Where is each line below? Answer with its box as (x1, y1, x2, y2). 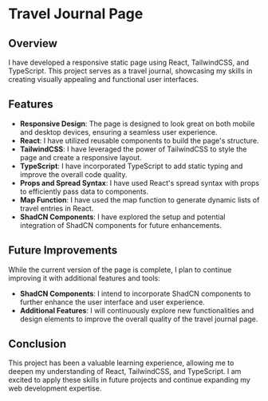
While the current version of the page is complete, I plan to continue (8, 265, 232, 274)
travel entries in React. (19, 203, 94, 213)
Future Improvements (8, 244, 118, 258)
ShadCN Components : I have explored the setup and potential (19, 212, 226, 222)
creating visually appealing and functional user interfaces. (8, 75, 199, 84)
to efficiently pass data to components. (19, 187, 149, 196)
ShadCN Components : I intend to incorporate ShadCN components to (19, 289, 251, 298)
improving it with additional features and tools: (8, 273, 161, 283)
